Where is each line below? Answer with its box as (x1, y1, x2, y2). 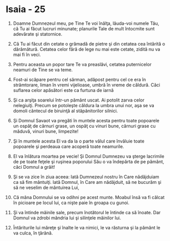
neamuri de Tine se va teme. (13, 67, 73, 73)
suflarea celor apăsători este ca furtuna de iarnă (13, 87, 114, 93)
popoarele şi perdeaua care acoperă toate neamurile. (13, 143, 124, 150)
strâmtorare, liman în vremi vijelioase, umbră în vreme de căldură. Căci (13, 82, 160, 88)
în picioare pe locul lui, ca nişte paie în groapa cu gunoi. (13, 200, 130, 206)
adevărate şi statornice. (13, 31, 63, 37)
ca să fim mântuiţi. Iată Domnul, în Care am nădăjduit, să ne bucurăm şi (13, 179, 161, 185)
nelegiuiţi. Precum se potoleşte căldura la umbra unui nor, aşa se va (13, 102, 154, 108)
